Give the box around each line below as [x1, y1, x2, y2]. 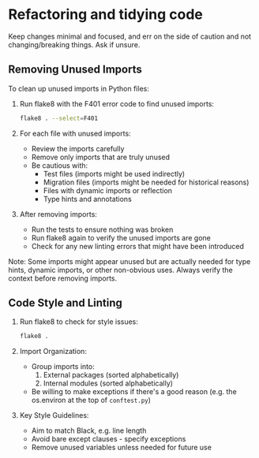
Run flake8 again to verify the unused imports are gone [31, 233, 212, 242]
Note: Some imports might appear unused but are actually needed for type [8, 256, 251, 266]
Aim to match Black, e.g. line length [31, 426, 147, 435]
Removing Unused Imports [8, 63, 142, 76]
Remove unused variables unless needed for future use [31, 443, 212, 452]
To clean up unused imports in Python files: [8, 84, 150, 93]
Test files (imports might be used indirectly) [43, 169, 186, 178]
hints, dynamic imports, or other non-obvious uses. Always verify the [8, 265, 233, 274]
